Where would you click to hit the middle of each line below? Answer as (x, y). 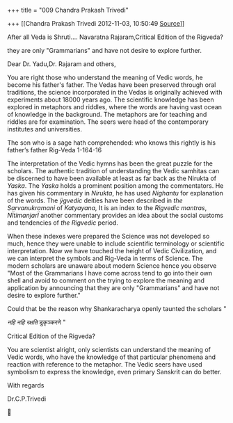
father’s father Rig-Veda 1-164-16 (55, 150)
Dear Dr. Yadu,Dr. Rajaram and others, (62, 64)
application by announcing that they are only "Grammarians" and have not (113, 288)
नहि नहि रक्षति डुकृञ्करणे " (37, 322)
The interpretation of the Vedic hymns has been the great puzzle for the (110, 163)
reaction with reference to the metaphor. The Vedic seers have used (105, 364)
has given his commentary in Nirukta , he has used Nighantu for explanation (115, 193)
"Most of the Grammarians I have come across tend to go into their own (110, 273)
